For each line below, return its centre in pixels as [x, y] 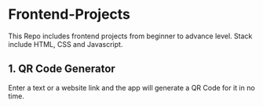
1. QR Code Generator [62, 69]
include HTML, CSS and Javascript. [66, 44]
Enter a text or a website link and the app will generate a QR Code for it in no [131, 87]
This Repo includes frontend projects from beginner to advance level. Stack [130, 36]
